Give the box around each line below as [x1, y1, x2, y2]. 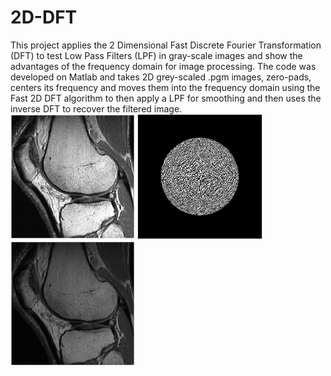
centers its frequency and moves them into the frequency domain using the [10, 81, 321, 93]
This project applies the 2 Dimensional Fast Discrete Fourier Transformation [10, 39, 322, 51]
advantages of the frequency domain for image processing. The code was [10, 60, 317, 72]
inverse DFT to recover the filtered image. [10, 102, 183, 115]
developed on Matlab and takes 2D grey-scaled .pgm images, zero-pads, [10, 71, 312, 83]
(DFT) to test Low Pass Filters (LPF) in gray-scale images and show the [10, 49, 303, 61]
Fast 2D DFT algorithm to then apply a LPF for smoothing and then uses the [10, 92, 322, 104]
